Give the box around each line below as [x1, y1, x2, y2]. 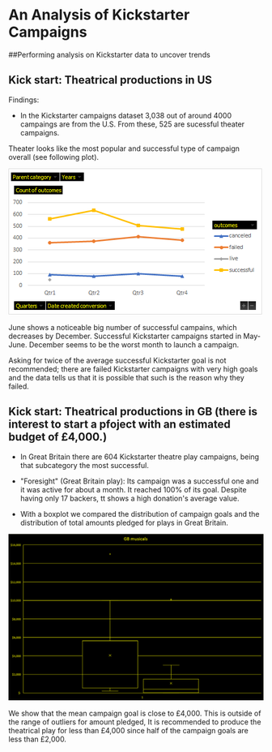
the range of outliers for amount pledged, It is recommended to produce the [8, 716, 261, 727]
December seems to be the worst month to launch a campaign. [28, 339, 240, 350]
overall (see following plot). [8, 152, 100, 161]
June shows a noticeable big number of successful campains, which [8, 322, 237, 332]
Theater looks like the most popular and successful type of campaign [8, 144, 240, 153]
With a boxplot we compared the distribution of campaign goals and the [19, 509, 260, 518]
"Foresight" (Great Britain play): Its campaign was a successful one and [19, 476, 259, 486]
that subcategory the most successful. [19, 460, 150, 470]
